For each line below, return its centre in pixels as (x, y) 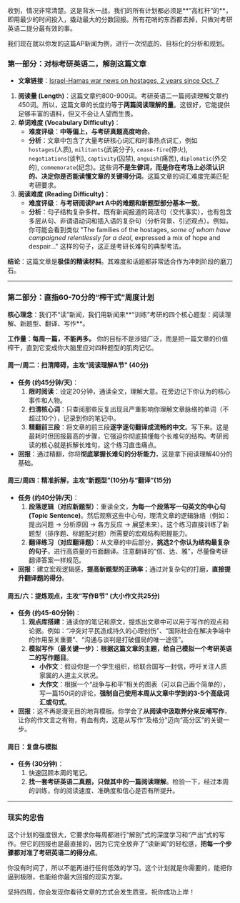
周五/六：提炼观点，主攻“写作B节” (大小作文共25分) (84, 596)
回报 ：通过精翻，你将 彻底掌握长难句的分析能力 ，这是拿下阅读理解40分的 (125, 454)
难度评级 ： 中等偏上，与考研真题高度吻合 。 (91, 131)
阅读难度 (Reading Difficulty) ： (64, 194)
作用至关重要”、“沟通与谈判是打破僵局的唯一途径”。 (111, 640)
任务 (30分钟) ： (41, 764)
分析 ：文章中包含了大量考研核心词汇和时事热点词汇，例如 (113, 141)
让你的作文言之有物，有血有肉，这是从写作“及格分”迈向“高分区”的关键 (120, 720)
